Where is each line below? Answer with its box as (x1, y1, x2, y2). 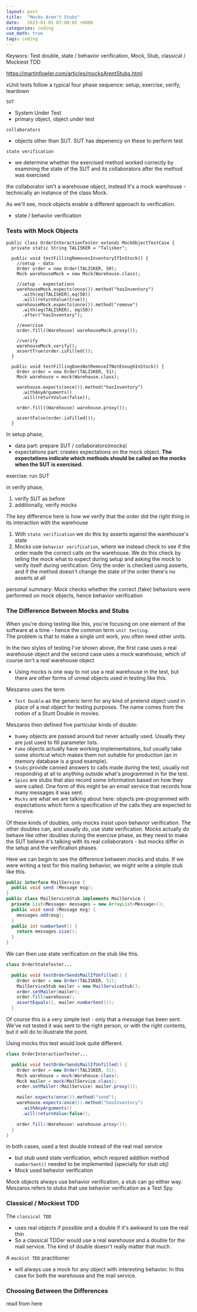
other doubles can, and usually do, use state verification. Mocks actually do (6, 825, 189, 832)
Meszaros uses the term (6, 686, 65, 693)
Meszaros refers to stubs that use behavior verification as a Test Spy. (6, 1185, 175, 1192)
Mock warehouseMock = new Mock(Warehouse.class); (16, 271, 141, 277)
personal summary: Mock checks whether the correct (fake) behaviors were (6, 586, 191, 593)
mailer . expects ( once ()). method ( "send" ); (16, 1094, 117, 1101)
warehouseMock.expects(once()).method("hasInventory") (16, 286, 154, 292)
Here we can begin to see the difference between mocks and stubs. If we (6, 855, 184, 862)
